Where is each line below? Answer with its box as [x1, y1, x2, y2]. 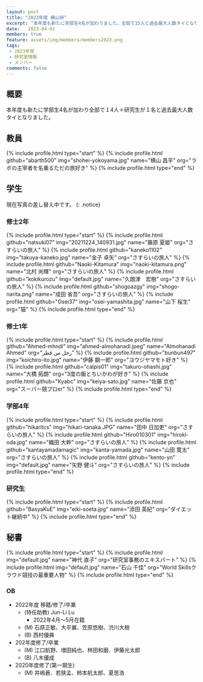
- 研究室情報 [8, 54, 37, 60]
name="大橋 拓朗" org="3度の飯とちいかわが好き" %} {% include [6, 370, 169, 378]
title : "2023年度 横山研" [6, 15, 67, 21]
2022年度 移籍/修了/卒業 [14, 601, 77, 608]
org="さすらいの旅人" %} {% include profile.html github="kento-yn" [6, 453, 176, 461]
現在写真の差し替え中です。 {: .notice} [6, 201, 101, 208]
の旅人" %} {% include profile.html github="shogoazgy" [6, 283, 146, 290]
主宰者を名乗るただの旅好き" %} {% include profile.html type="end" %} [16, 164, 195, 171]
